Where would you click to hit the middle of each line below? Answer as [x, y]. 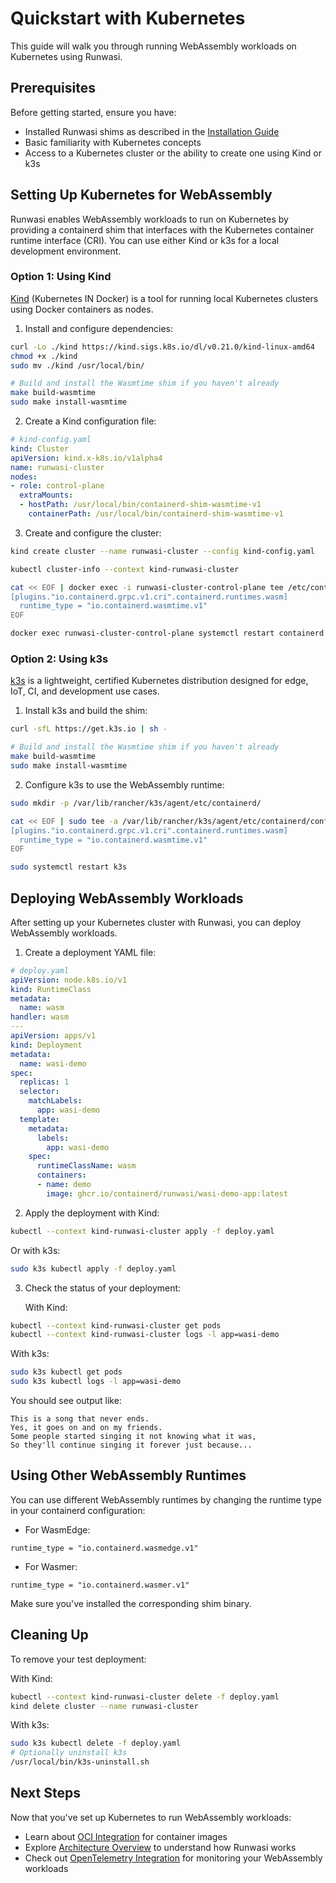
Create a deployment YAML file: [90, 952]
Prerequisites [53, 88]
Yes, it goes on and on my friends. [86, 1428]
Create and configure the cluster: [93, 533]
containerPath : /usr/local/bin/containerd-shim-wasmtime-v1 [156, 514]
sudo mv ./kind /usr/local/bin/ [77, 365]
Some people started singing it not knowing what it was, [133, 1437]
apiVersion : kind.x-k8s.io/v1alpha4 [86, 458]
